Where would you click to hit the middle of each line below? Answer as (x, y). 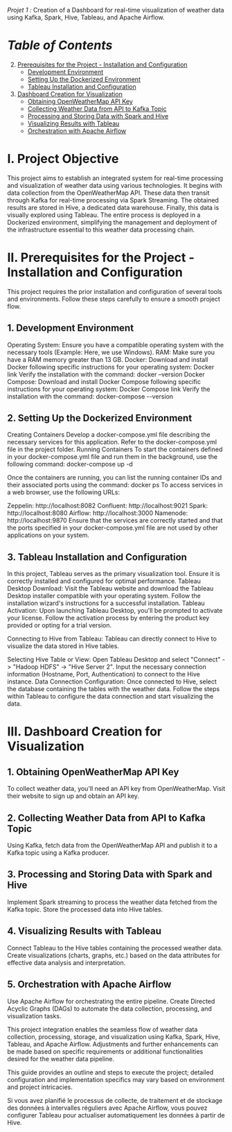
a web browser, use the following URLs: (64, 492)
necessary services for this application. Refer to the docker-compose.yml (112, 442)
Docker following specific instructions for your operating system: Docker (111, 367)
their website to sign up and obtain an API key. (73, 796)
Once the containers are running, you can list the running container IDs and (115, 478)
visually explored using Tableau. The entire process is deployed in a (104, 215)
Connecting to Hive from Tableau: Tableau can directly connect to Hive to (112, 639)
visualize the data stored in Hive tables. (63, 646)
